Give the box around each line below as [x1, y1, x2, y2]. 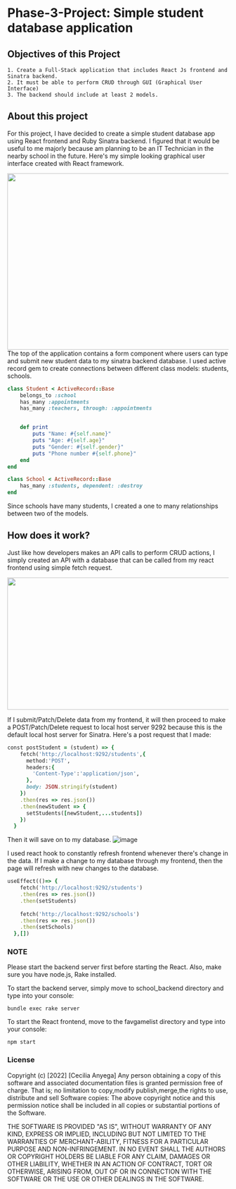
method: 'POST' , [25, 757, 71, 764]
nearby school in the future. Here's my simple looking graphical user [7, 152, 206, 160]
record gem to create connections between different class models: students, [7, 364, 229, 372]
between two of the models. [7, 509, 89, 518]
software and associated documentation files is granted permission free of [7, 1078, 223, 1087]
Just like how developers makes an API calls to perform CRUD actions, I [7, 548, 216, 556]
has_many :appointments [20, 398, 90, 406]
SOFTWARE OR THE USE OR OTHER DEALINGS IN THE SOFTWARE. [7, 1174, 204, 1183]
